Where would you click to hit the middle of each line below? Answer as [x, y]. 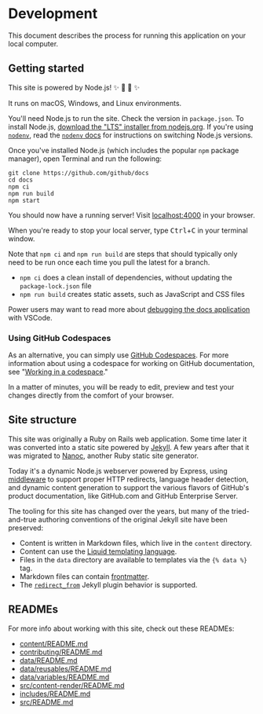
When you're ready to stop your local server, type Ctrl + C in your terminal [128, 230]
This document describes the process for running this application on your [127, 35]
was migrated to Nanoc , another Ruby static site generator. [103, 456]
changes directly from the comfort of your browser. [91, 395]
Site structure [42, 420]
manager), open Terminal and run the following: [85, 159]
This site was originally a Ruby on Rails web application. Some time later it [128, 439]
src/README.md [46, 702]
